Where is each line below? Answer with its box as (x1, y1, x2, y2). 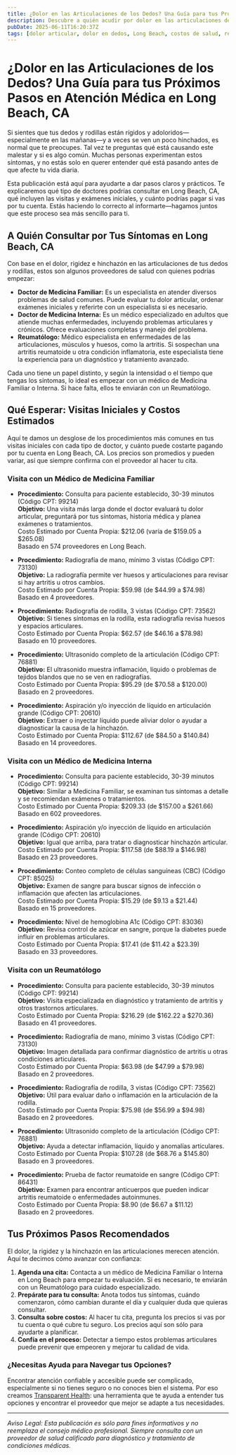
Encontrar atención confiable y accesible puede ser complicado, (7, 1376, 195, 1385)
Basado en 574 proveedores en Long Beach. (17, 542, 146, 551)
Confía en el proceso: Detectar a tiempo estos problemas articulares (17, 1335, 218, 1344)
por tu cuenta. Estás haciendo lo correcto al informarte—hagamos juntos (7, 202, 218, 210)
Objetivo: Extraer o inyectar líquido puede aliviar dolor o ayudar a (17, 716, 207, 725)
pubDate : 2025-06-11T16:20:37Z (7, 23, 99, 30)
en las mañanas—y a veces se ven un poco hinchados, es (51, 136, 219, 144)
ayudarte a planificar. (17, 1328, 79, 1336)
